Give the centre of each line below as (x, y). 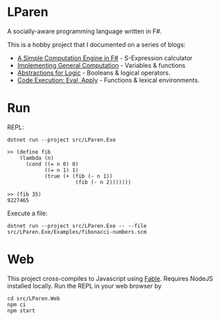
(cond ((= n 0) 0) (52, 164)
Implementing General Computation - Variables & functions (101, 65)
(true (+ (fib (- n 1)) (78, 176)
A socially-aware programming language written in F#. (85, 31)
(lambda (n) (37, 158)
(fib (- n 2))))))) (103, 182)
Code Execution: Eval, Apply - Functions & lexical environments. (108, 80)
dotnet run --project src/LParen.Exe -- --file (77, 226)
